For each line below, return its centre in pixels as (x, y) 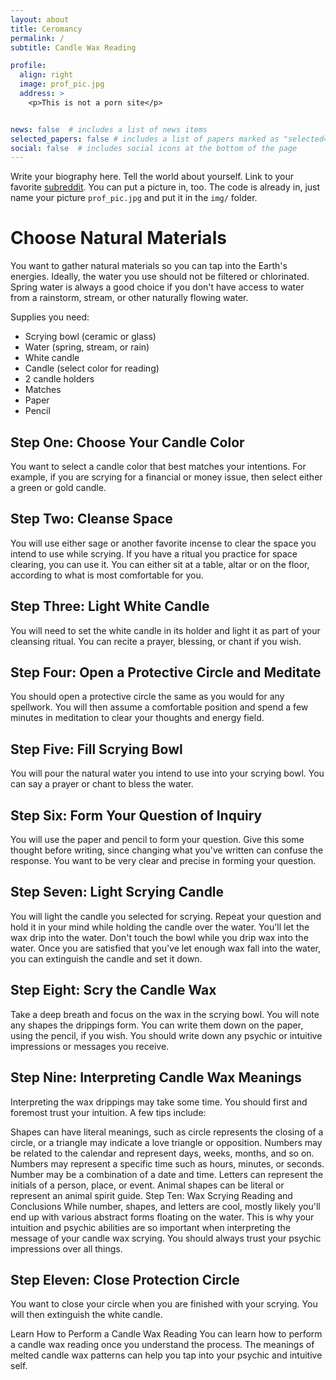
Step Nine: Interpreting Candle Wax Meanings (156, 1077)
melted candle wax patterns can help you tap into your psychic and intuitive (166, 1355)
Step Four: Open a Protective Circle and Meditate (166, 672)
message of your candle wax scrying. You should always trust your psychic (166, 1238)
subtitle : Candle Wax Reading (73, 47)
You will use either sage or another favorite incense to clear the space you (163, 543)
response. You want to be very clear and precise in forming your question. (163, 861)
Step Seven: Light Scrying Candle (117, 892)
